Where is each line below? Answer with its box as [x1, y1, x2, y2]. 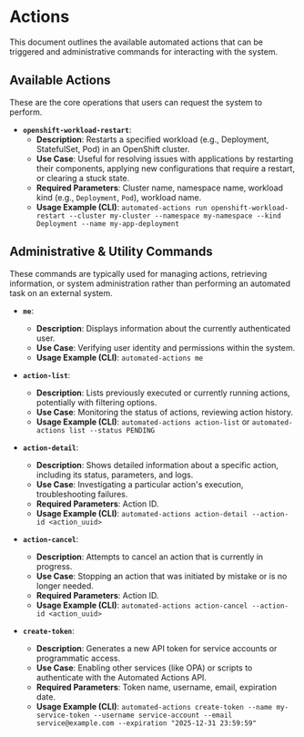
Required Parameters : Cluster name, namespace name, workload [35, 182, 284, 193]
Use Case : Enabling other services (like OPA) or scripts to [35, 662, 253, 673]
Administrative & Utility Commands [9, 244, 214, 260]
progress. [35, 560, 73, 571]
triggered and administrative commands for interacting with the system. [9, 46, 279, 56]
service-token [35, 711, 90, 720]
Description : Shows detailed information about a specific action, [35, 459, 279, 470]
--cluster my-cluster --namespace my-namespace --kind [68, 211, 282, 220]
